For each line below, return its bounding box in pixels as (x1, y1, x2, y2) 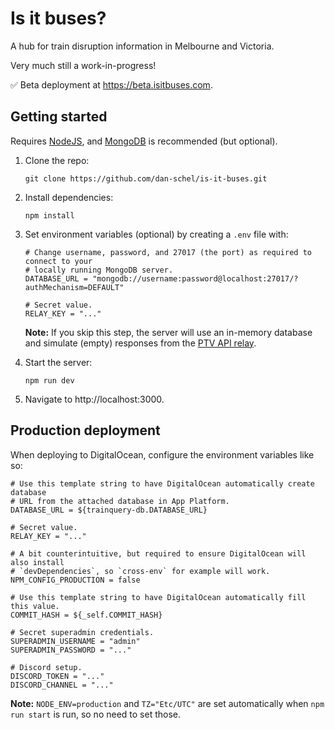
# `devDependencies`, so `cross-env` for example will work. (10, 566, 271, 576)
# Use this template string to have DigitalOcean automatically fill (10, 592, 307, 602)
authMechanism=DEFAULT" (24, 282, 125, 292)
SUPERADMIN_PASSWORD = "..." (10, 645, 132, 655)
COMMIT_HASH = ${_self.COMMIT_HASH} (10, 610, 163, 620)
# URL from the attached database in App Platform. (10, 496, 230, 506)
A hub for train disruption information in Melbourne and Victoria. (10, 40, 275, 52)
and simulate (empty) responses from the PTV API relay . (24, 337, 257, 349)
